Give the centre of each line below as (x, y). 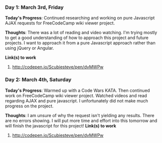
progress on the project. (29, 106)
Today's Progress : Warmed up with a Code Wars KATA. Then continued (78, 90)
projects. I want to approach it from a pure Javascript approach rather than (80, 43)
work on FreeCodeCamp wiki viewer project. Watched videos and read (76, 95)
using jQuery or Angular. (30, 48)
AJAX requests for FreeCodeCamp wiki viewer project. (60, 23)
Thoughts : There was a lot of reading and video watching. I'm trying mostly (81, 33)
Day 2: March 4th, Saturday (38, 80)
